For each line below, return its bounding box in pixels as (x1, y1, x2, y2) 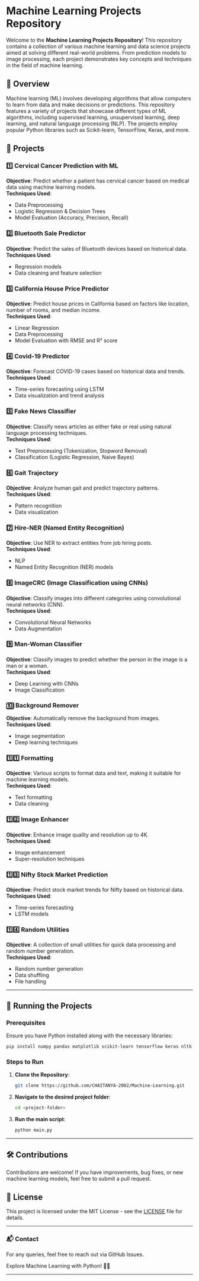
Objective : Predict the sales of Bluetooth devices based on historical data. (6, 245, 188, 252)
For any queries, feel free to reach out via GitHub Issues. (6, 1251, 144, 1258)
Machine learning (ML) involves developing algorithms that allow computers (6, 94, 191, 102)
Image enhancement (14, 848, 65, 856)
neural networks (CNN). (6, 601, 65, 608)
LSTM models (14, 910, 49, 917)
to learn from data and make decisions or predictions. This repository (6, 101, 175, 108)
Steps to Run (6, 1058, 44, 1066)
